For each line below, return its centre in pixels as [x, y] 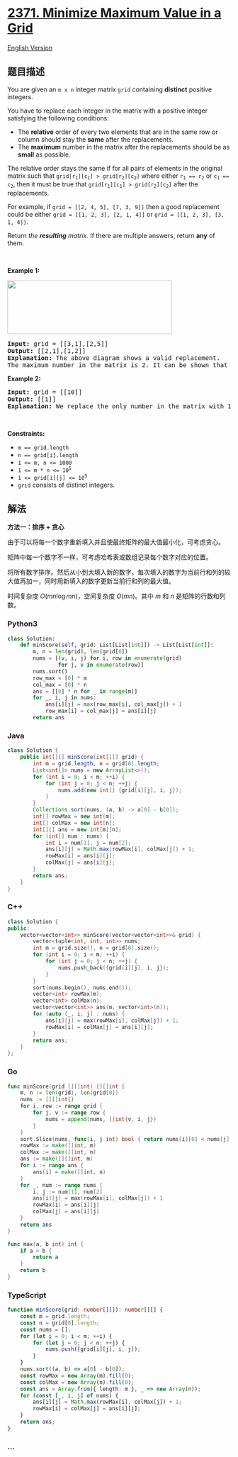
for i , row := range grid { [61, 1106]
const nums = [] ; [46, 1329]
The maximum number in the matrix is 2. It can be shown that [118, 365]
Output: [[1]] [32, 399]
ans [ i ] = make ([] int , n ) [69, 1172]
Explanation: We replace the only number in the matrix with [116, 406]
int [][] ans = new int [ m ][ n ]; [77, 829]
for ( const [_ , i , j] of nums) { [69, 1395]
